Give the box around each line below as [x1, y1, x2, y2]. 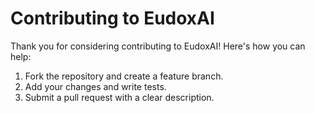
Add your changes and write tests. [24, 80, 167, 92]
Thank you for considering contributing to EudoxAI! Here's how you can [10, 40, 306, 52]
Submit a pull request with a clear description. [24, 91, 215, 103]
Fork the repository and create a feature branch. [24, 70, 224, 82]
